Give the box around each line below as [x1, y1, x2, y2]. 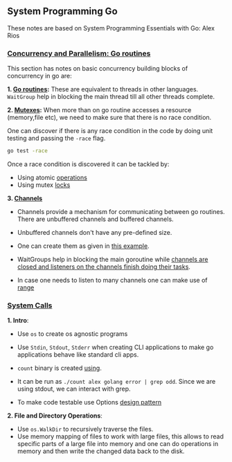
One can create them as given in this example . [17, 242, 150, 250]
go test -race [7, 148, 48, 154]
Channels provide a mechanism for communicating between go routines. [17, 207, 225, 215]
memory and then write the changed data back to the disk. [17, 447, 185, 456]
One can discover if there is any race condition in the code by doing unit [7, 127, 213, 135]
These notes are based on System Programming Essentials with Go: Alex [7, 24, 215, 32]
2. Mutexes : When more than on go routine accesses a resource [7, 106, 192, 114]
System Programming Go [7, 6, 118, 17]
